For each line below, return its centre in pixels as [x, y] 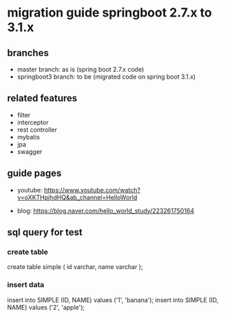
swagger [30, 151]
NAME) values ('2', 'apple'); [46, 307]
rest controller [37, 130]
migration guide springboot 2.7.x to [109, 13]
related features [42, 98]
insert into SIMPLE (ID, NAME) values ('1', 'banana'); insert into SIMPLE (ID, [113, 300]
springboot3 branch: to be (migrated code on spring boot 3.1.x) [106, 77]
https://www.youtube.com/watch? [92, 190]
